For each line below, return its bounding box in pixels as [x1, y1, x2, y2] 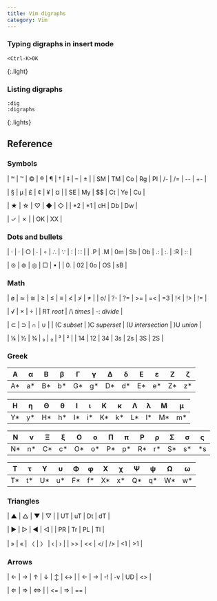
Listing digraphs [7, 84, 63, 94]
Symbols [7, 159, 38, 169]
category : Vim [7, 17, 48, 23]
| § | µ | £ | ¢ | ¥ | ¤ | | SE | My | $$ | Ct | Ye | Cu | [7, 188, 146, 196]
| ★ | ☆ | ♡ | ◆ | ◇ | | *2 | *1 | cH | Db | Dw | [7, 201, 138, 209]
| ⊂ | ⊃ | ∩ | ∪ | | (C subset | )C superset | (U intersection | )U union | [7, 321, 202, 329]
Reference [7, 138, 53, 150]
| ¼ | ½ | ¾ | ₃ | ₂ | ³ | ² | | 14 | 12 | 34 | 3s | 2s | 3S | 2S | [7, 334, 164, 343]
